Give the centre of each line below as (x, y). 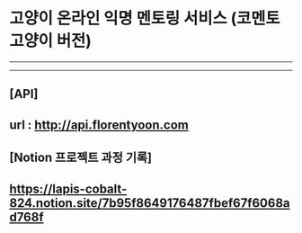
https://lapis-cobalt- (68, 188)
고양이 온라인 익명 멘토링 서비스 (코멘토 (145, 18)
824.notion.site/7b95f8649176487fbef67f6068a (150, 203)
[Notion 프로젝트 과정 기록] (81, 158)
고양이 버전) (50, 41)
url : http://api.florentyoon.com (99, 125)
